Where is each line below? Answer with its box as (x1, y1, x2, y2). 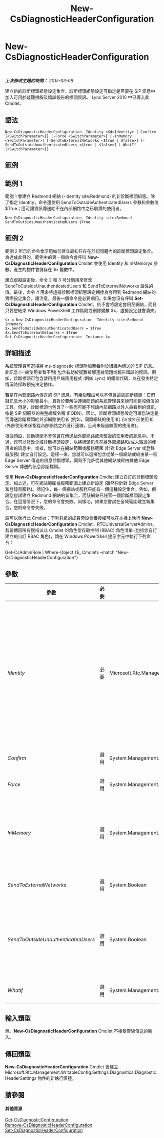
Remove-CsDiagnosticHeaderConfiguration (5, 1122, 93, 1128)
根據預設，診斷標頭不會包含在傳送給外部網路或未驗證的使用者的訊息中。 (5, 432, 150, 439)
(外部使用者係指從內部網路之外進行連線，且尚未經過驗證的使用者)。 (5, 422, 141, 428)
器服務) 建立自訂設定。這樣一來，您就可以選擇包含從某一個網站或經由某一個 (5, 451, 158, 457)
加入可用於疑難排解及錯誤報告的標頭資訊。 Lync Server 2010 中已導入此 (5, 94, 150, 100)
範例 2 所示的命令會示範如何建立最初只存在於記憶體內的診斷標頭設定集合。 (5, 248, 156, 254)
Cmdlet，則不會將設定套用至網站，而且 (78, 301, 157, 307)
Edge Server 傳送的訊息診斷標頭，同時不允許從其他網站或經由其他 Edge (5, 457, 150, 463)
